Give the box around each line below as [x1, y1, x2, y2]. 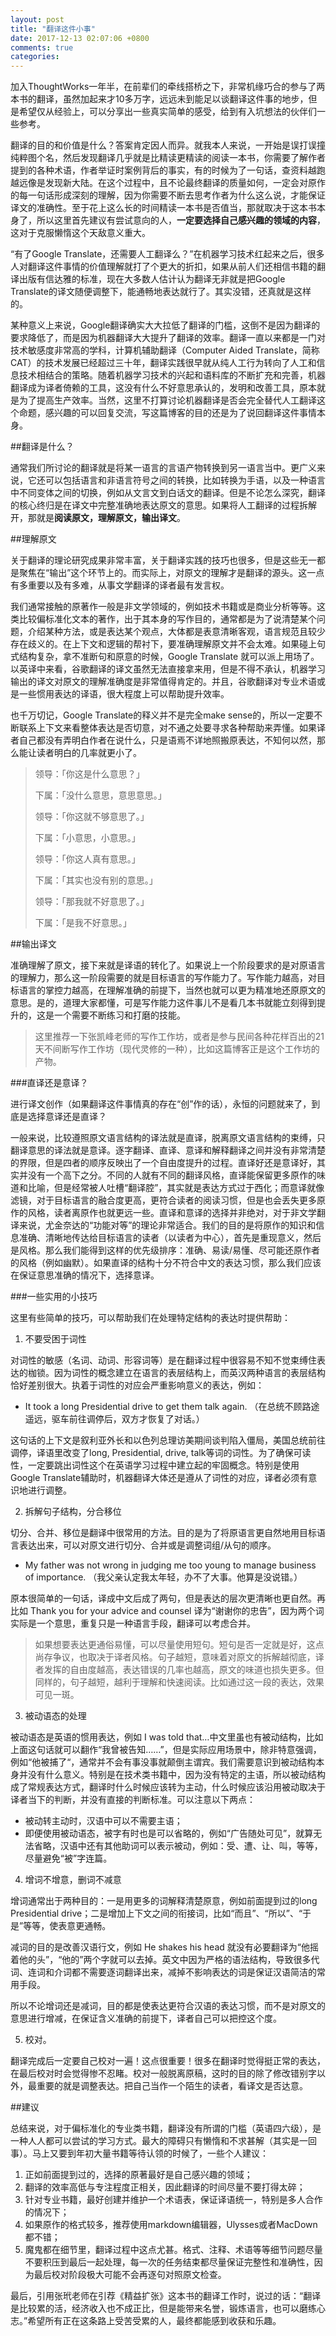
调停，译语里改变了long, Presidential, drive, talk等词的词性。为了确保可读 [10, 1447, 312, 1459]
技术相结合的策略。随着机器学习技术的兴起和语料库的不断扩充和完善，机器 [18, 369, 326, 381]
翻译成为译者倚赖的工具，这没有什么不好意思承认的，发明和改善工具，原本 [10, 382, 317, 394]
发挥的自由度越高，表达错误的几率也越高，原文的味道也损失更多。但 [43, 1664, 325, 1676]
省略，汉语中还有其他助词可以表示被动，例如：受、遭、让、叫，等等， [33, 1840, 323, 1852]
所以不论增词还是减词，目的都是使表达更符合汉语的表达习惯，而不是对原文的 [10, 2000, 326, 2012]
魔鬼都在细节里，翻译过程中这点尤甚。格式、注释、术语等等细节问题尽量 [24, 2244, 323, 2256]
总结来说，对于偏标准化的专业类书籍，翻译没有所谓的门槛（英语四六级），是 [10, 2122, 322, 2135]
